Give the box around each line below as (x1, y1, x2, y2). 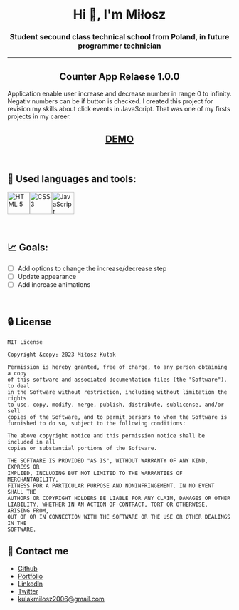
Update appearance (17, 272, 77, 280)
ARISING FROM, (7, 507, 50, 514)
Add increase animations (17, 280, 91, 288)
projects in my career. (7, 112, 71, 121)
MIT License (7, 338, 43, 345)
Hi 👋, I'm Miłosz (73, 6, 166, 23)
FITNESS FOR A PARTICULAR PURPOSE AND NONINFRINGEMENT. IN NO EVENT (7, 482, 215, 489)
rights (7, 395, 27, 402)
